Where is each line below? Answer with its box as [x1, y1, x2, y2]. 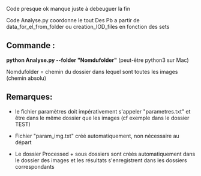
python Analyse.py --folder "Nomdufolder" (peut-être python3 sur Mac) [6, 56, 189, 64]
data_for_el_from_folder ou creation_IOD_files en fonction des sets [6, 23, 170, 30]
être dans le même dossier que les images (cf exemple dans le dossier [14, 114, 190, 121]
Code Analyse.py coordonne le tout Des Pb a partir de [6, 17, 140, 23]
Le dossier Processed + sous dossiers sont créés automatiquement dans [14, 150, 196, 157]
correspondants [14, 163, 55, 170]
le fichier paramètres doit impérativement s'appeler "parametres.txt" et [14, 108, 191, 115]
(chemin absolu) [6, 74, 47, 82]
